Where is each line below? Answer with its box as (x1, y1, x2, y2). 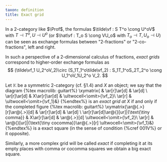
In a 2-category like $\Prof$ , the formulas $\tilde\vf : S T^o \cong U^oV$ (5, 26, 155, 32)
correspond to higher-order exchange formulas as (5, 59, 109, 65)
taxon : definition (5, 7, 44, 13)
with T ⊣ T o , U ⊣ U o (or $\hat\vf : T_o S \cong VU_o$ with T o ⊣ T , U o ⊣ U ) (5, 31, 161, 39)
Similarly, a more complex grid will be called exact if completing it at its (5, 140, 153, 146)
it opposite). (5, 130, 30, 136)
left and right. (27, 44, 56, 50)
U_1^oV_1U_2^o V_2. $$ (61, 72, 108, 78)
